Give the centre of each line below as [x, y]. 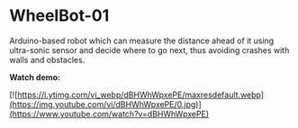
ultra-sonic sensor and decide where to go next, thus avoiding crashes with [149, 50]
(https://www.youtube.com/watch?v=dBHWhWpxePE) [109, 114]
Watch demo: [35, 77]
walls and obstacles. [47, 59]
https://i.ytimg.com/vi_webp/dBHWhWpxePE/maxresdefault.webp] [140, 95]
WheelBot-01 [59, 16]
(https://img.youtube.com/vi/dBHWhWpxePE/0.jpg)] [106, 104]
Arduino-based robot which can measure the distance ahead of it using [142, 41]
